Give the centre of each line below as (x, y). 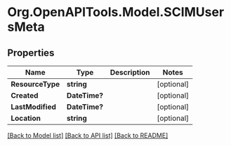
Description (130, 72)
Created (25, 95)
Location (26, 118)
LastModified (33, 107)
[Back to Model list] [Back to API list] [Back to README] (88, 136)
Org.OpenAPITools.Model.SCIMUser (116, 12)
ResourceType (35, 84)
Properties (31, 53)
